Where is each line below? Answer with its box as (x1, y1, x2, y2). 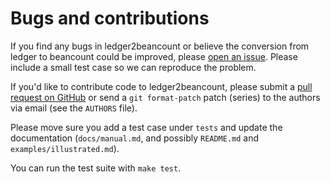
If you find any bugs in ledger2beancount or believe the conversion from (10, 40, 310, 52)
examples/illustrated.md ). (10, 142, 120, 154)
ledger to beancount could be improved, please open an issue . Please (10, 50, 298, 62)
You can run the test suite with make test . (10, 162, 182, 174)
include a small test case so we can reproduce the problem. (10, 61, 257, 73)
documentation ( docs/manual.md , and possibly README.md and (10, 132, 260, 144)
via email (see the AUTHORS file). (10, 102, 138, 114)
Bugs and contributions (10, 7, 210, 30)
